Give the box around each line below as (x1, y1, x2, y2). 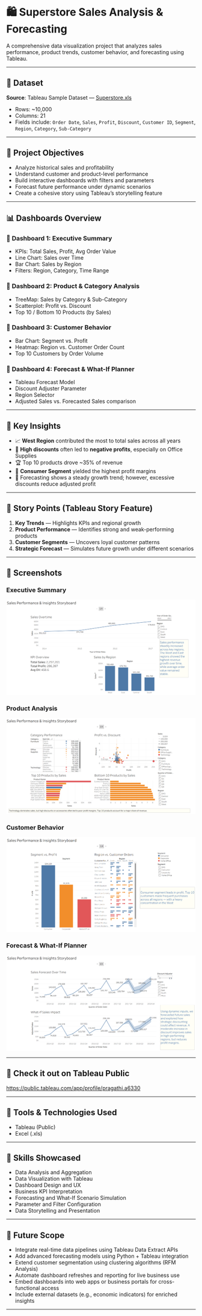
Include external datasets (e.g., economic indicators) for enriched (14, 1291, 178, 1298)
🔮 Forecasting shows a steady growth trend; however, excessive (14, 474, 174, 481)
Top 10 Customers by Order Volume (14, 350, 104, 357)
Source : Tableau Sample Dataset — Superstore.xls (6, 94, 132, 101)
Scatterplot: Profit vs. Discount (14, 302, 91, 309)
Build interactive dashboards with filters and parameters (14, 176, 155, 184)
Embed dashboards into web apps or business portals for (14, 1278, 158, 1285)
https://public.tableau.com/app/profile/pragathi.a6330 (6, 1084, 141, 1092)
